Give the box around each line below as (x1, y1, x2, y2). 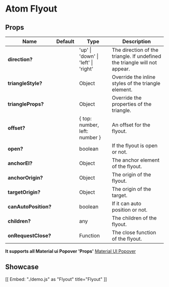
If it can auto (112, 200, 142, 207)
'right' (79, 65, 94, 72)
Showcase (5, 263, 39, 271)
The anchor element (112, 157, 160, 164)
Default (56, 38, 74, 45)
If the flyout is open (112, 142, 157, 149)
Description (122, 38, 151, 45)
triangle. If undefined (112, 53, 161, 59)
